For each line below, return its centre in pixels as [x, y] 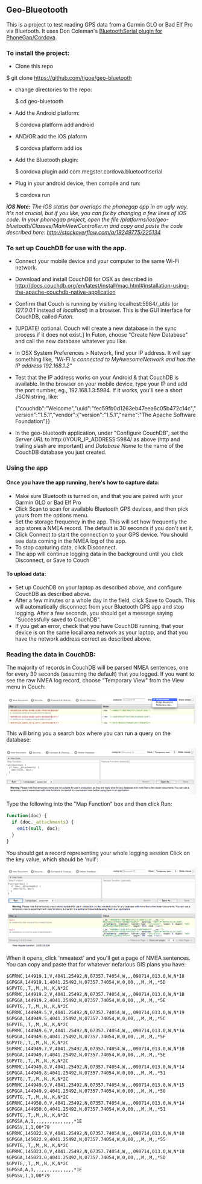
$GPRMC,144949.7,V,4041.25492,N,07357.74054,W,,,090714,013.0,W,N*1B [96, 1049]
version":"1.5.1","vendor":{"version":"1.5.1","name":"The [83, 415]
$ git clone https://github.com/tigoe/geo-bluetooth [69, 78]
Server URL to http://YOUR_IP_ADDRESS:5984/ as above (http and [97, 439]
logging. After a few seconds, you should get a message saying [94, 613]
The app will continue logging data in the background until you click [99, 554]
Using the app [27, 468]
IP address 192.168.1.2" [43, 366]
